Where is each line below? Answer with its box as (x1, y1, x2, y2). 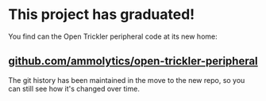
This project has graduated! (8, 6, 195, 24)
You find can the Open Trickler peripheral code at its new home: (8, 32, 218, 41)
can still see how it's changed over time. (8, 84, 141, 93)
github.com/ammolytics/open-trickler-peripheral (8, 54, 258, 68)
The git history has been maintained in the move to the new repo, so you (8, 75, 245, 84)
